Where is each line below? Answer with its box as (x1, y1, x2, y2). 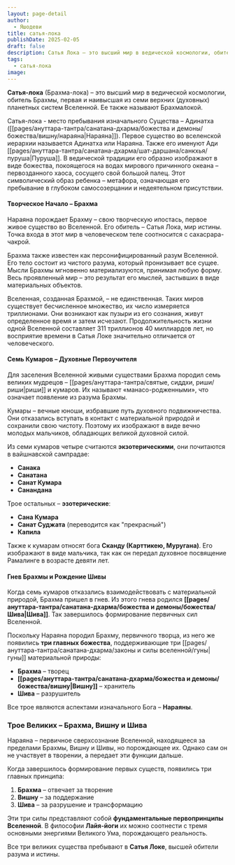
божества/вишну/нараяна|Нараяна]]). (7, 131, 121, 140)
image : (7, 69, 27, 76)
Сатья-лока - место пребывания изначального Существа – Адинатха (7, 116, 215, 125)
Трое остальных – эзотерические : (7, 499, 111, 508)
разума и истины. (7, 850, 60, 859)
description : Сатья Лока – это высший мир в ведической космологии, (7, 50, 211, 57)
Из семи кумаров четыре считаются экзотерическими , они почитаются (7, 442, 226, 450)
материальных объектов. (7, 281, 83, 289)
